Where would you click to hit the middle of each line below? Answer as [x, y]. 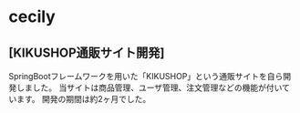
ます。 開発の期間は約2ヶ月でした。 [83, 99]
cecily [32, 17]
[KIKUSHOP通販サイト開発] [87, 52]
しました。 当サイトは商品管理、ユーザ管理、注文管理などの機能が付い [149, 87]
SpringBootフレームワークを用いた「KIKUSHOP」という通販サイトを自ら [146, 76]
